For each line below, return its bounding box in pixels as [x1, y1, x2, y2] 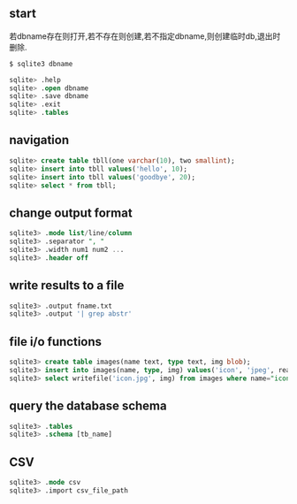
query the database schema [9, 399, 167, 414]
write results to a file [9, 278, 125, 294]
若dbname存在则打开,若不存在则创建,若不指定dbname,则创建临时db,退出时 [9, 30, 281, 42]
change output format [9, 205, 133, 220]
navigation [9, 133, 69, 148]
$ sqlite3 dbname [9, 59, 73, 68]
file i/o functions [9, 334, 103, 349]
